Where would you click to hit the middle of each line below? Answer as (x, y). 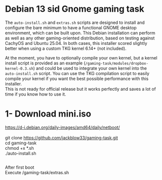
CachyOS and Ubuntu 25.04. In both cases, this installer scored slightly (76, 43)
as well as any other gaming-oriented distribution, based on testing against (80, 38)
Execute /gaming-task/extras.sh (37, 173)
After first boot (20, 167)
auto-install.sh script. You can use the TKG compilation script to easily (77, 73)
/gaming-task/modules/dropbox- (117, 63)
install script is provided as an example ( (45, 63)
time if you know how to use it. (36, 94)
